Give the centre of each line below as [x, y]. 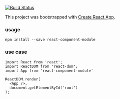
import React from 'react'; [34, 62]
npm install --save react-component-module [50, 40]
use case [16, 52]
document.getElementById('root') [44, 88]
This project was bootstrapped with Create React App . [60, 17]
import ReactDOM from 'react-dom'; [42, 66]
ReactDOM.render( [23, 79]
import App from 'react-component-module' [49, 71]
